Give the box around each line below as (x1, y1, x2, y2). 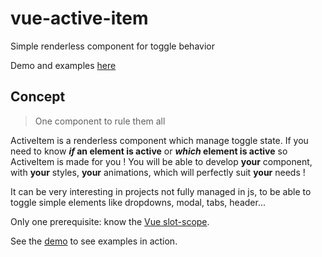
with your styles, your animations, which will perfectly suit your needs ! (10, 166, 306, 178)
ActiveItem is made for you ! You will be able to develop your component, (10, 155, 313, 167)
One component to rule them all (34, 115, 166, 127)
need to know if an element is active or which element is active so (10, 145, 288, 157)
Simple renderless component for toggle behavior (10, 40, 215, 52)
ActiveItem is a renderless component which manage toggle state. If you (10, 134, 309, 146)
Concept (10, 88, 66, 106)
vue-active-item (10, 7, 149, 30)
